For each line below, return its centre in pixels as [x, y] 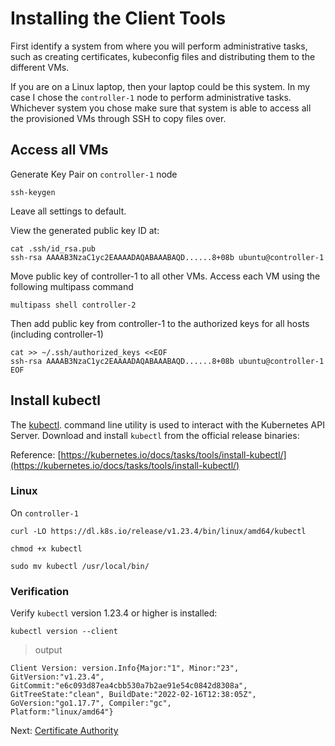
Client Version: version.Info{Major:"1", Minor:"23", [125, 668]
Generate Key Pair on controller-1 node [94, 174]
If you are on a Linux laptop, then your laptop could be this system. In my [160, 86]
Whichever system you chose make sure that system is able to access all [161, 108]
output [48, 650]
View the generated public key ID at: [85, 230]
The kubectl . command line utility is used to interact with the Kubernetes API [167, 424]
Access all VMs [59, 150]
